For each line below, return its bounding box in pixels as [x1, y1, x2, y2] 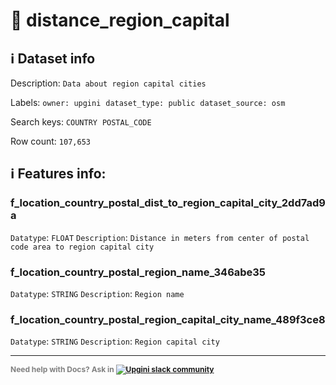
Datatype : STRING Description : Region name [10, 287, 185, 299]
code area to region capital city [10, 242, 155, 252]
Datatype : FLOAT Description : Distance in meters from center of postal [10, 231, 310, 243]
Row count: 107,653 [10, 135, 91, 147]
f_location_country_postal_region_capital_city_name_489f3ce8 [10, 312, 326, 326]
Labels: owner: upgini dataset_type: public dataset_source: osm [10, 97, 286, 108]
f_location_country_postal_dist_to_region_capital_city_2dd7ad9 [10, 196, 326, 210]
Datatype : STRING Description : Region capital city [10, 335, 220, 348]
